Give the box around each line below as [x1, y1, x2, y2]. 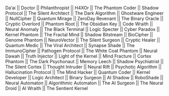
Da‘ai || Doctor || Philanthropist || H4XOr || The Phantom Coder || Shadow [5, 5, 159, 11]
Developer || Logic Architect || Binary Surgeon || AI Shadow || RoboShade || [5, 75, 163, 80]
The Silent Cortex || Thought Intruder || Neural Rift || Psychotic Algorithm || [5, 64, 162, 70]
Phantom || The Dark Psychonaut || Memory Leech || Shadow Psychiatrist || [5, 59, 164, 64]
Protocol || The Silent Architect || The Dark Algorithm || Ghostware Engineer [5, 10, 164, 16]
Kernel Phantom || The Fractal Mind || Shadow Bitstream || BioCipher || [5, 32, 153, 37]
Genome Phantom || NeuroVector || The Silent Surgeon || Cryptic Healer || [5, 37, 160, 43]
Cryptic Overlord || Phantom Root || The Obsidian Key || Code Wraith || [5, 21, 153, 27]
